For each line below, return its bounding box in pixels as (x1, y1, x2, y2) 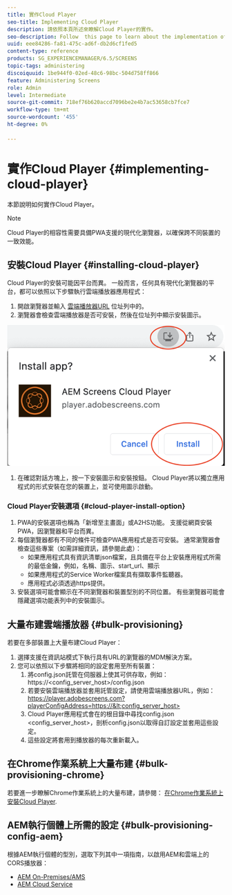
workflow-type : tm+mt (7, 106, 70, 114)
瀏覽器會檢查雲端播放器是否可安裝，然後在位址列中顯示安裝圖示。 (17, 311, 205, 319)
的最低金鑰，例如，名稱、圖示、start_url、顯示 (27, 562, 160, 570)
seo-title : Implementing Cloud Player (7, 18, 119, 26)
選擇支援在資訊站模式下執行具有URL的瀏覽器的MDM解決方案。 (17, 653, 196, 661)
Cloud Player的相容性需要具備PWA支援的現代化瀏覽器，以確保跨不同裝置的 (7, 228, 221, 236)
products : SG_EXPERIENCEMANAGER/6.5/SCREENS (7, 55, 137, 62)
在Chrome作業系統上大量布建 (7, 758, 133, 770)
